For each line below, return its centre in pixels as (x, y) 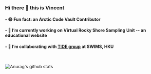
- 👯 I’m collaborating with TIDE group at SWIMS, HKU (59, 46)
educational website (26, 35)
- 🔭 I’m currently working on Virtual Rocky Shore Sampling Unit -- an (75, 30)
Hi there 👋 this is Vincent (35, 8)
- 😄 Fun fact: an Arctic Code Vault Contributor (53, 19)
